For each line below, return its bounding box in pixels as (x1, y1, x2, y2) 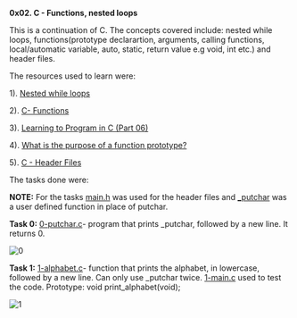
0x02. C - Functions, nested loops (9, 8, 138, 18)
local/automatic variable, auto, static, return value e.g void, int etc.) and (9, 44, 271, 54)
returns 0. (9, 228, 45, 238)
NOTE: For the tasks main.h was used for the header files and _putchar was (9, 192, 287, 202)
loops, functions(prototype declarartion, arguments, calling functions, (9, 35, 265, 45)
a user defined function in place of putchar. (9, 201, 169, 212)
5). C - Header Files (9, 157, 82, 168)
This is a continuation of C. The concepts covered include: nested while (9, 25, 273, 35)
